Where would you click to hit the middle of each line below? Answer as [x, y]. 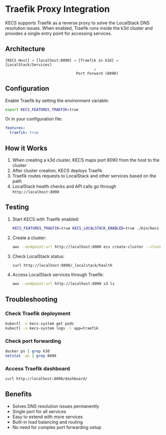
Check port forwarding [33, 341]
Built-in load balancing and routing [48, 422]
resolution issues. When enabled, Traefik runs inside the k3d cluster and [79, 28]
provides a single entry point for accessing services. [59, 33]
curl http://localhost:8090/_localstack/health [62, 265]
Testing [17, 207]
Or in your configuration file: [34, 119]
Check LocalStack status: [38, 256]
